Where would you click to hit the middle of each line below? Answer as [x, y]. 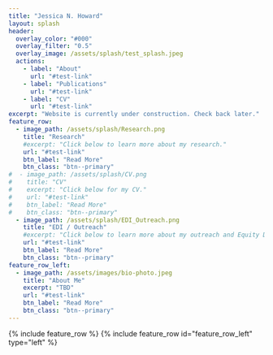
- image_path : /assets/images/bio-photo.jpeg [94, 273]
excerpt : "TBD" [49, 288]
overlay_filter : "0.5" [54, 46]
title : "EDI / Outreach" [65, 227]
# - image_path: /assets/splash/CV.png [78, 175]
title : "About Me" [54, 280]
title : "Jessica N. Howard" [56, 16]
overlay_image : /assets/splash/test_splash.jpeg [100, 54]
